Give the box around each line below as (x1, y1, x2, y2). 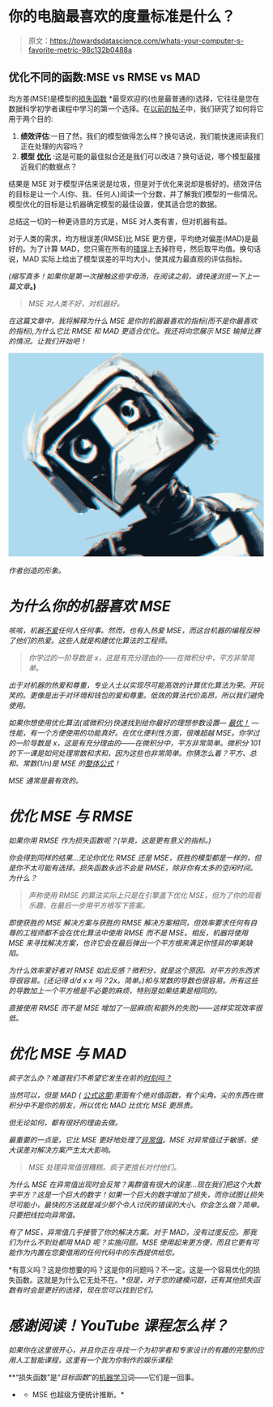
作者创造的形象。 (8, 565, 66, 575)
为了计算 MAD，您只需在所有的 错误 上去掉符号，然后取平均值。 (29, 244, 241, 253)
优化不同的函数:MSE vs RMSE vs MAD (8, 71, 201, 84)
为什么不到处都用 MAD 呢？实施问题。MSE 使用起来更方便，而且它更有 (15, 1237, 253, 1247)
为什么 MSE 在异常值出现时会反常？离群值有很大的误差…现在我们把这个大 (8, 1179, 254, 1189)
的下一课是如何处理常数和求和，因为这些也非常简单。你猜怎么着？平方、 (8, 748, 250, 757)
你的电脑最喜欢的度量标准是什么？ (8, 7, 237, 26)
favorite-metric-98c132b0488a (28, 45, 132, 54)
